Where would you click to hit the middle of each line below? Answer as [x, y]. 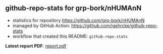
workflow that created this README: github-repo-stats [70, 36]
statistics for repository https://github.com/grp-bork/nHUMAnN [78, 20]
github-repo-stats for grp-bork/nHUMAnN [73, 8]
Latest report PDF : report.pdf [36, 46]
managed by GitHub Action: [41, 25]
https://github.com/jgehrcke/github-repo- [115, 25]
